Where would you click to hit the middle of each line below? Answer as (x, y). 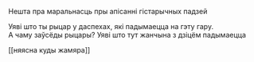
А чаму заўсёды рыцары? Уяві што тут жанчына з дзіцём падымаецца (127, 35)
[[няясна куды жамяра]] (49, 50)
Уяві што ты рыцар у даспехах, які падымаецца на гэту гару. (111, 26)
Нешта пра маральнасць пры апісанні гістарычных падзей (108, 11)
